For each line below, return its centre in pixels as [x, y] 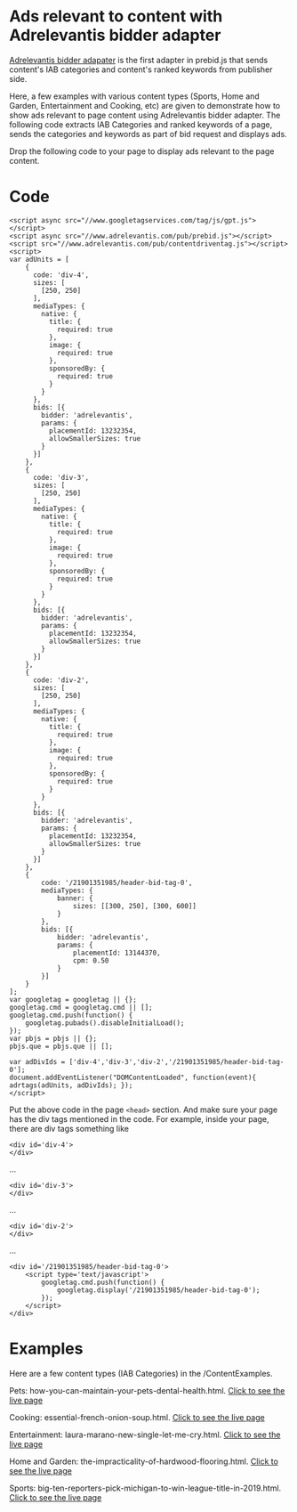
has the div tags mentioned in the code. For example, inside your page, [139, 1118]
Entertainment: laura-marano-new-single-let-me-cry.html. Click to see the [145, 1435]
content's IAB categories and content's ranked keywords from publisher [141, 69]
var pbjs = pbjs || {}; [53, 1038]
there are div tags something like [69, 1128]
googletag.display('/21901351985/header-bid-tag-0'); [158, 1290]
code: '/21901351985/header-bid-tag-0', [117, 882]
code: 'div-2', [61, 680]
